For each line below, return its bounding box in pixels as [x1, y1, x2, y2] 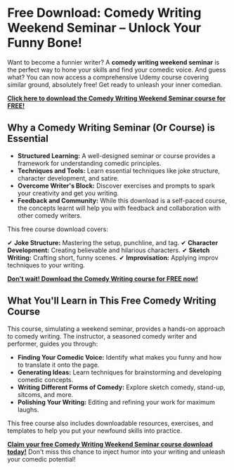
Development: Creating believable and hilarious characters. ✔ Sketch [7, 246, 210, 254]
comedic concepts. [17, 375, 74, 384]
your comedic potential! [7, 455, 76, 463]
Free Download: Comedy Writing [7, 5, 202, 21]
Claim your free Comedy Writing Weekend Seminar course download [7, 440, 213, 448]
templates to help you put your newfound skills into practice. [7, 426, 183, 435]
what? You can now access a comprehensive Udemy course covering [7, 72, 209, 81]
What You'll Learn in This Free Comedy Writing [7, 295, 216, 307]
